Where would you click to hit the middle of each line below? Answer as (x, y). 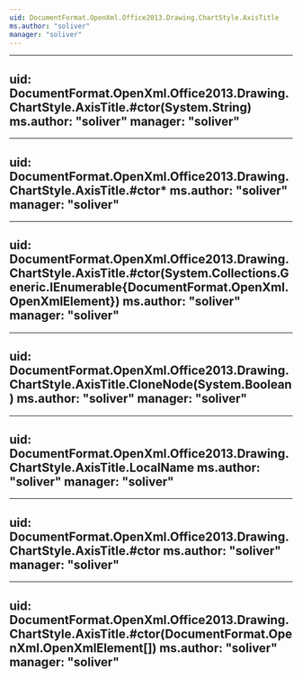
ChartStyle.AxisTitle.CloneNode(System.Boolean (151, 384)
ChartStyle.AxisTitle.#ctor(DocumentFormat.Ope (151, 633)
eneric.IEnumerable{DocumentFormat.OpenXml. (149, 287)
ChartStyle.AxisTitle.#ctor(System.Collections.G (149, 274)
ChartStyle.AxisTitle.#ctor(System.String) (130, 107)
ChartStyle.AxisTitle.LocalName (102, 468)
